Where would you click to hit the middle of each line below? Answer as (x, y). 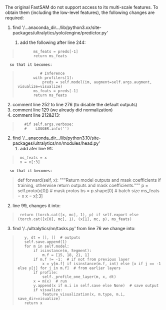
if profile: (46, 273)
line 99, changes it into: (36, 206)
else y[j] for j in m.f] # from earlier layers (69, 268)
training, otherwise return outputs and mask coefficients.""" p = (83, 185)
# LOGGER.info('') (47, 129)
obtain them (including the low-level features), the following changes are (80, 12)
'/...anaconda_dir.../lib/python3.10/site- (61, 138)
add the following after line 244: (53, 42)
